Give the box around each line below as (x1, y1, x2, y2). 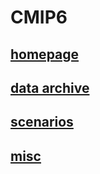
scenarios (10, 114, 74, 131)
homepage (10, 46, 80, 63)
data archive (10, 79, 90, 96)
